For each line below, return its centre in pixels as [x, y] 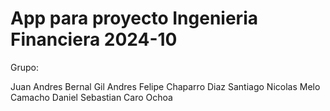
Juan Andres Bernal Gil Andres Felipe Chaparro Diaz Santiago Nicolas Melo [165, 86]
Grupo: [24, 67]
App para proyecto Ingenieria [134, 18]
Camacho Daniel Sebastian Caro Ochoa [91, 97]
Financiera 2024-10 [94, 39]
